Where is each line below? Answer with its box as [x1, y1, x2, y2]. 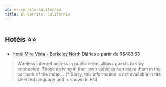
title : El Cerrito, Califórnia [5, 12, 70, 17]
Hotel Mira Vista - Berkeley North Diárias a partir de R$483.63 [12, 51, 140, 57]
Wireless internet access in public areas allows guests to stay [17, 61, 144, 67]
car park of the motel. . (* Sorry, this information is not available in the [17, 71, 161, 77]
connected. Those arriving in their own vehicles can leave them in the [17, 66, 161, 72]
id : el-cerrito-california [5, 7, 61, 12]
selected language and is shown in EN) [17, 77, 98, 83]
